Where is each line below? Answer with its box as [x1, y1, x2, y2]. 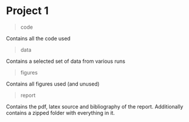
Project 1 [6, 4, 49, 18]
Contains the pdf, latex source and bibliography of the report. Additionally [6, 103, 183, 110]
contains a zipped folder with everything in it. [6, 109, 115, 116]
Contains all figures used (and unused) [6, 80, 100, 87]
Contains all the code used [6, 35, 71, 42]
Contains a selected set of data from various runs [6, 57, 126, 65]
